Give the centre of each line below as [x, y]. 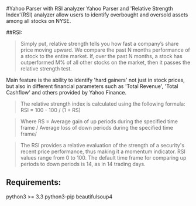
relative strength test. [46, 69]
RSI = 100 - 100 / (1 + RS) [50, 110]
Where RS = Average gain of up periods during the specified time [99, 121]
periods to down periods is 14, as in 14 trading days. [83, 164]
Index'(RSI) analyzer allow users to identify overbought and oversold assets [97, 15]
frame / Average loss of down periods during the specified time [97, 128]
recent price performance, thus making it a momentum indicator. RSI [103, 151]
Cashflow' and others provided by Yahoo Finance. [66, 92]
